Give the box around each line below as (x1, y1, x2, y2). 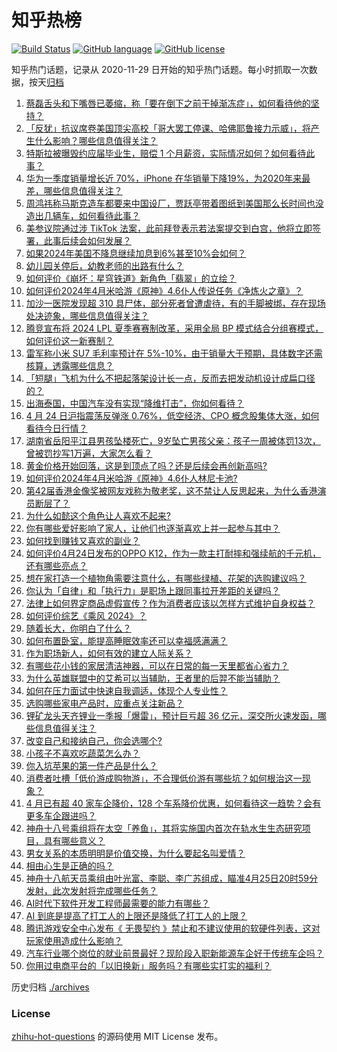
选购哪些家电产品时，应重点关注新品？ (25, 697, 184, 709)
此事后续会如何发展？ (43, 234, 132, 246)
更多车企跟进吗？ (25, 809, 97, 821)
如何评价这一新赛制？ (25, 334, 114, 346)
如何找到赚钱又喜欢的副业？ (25, 534, 141, 546)
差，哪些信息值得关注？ (25, 184, 123, 196)
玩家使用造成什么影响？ (25, 934, 123, 946)
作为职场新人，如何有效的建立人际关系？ (25, 647, 193, 659)
